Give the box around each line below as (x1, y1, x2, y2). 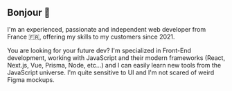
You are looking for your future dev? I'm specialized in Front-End (7, 46, 192, 54)
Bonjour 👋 (7, 7, 51, 19)
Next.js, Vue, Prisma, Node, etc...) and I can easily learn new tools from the (7, 61, 222, 69)
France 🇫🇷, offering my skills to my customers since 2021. (7, 32, 175, 41)
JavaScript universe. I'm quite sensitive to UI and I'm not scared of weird (7, 68, 215, 77)
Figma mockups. (7, 75, 55, 83)
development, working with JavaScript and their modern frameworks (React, (7, 53, 226, 62)
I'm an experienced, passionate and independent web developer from (7, 25, 206, 33)
